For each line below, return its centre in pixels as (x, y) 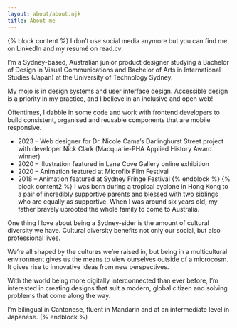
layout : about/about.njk (44, 14)
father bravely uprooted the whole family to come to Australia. (109, 209)
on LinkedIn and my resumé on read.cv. (65, 48)
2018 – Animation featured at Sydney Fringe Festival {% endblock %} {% (124, 179)
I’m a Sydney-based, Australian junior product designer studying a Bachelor (118, 62)
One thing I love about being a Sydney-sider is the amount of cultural (109, 223)
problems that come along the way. (59, 295)
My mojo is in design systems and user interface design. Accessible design (118, 91)
